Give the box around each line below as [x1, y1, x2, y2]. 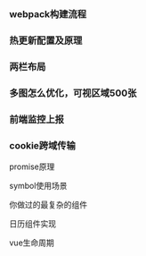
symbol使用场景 [9, 180, 68, 191]
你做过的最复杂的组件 [9, 199, 87, 209]
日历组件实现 [9, 218, 56, 229]
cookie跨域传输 [9, 139, 76, 151]
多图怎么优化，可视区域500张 [9, 87, 137, 99]
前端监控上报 [9, 113, 65, 125]
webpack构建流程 [9, 7, 87, 20]
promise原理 [9, 161, 55, 172]
